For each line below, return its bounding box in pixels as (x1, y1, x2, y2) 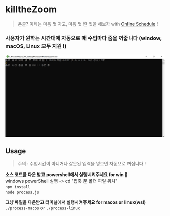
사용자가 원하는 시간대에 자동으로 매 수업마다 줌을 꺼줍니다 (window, (5, 34, 162, 41)
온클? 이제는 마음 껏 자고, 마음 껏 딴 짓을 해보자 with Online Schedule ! (17, 21, 158, 27)
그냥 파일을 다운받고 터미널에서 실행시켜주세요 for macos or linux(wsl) (5, 199, 146, 205)
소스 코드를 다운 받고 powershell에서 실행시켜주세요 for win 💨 (5, 171, 128, 178)
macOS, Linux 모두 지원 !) (5, 42, 67, 49)
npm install (5, 185, 30, 190)
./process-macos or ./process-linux (5, 205, 80, 211)
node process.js (5, 190, 39, 195)
